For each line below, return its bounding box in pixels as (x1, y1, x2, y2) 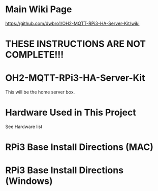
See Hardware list (5, 123, 43, 130)
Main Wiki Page (5, 4, 72, 15)
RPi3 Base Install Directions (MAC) (5, 141, 154, 153)
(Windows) (5, 175, 53, 187)
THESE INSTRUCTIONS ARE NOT (5, 38, 146, 50)
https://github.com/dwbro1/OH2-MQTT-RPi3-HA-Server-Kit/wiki (5, 20, 140, 26)
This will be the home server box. (5, 89, 75, 95)
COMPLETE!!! (5, 49, 64, 60)
